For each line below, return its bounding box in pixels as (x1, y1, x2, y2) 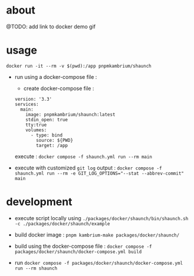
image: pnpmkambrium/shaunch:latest (25, 111, 116, 118)
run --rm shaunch (14, 265, 58, 271)
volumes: (25, 127, 47, 133)
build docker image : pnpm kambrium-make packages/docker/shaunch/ (14, 231, 180, 238)
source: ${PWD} (36, 137, 74, 143)
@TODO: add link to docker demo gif (6, 23, 96, 30)
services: (14, 101, 40, 107)
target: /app (36, 142, 68, 148)
